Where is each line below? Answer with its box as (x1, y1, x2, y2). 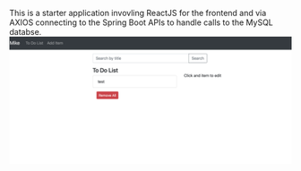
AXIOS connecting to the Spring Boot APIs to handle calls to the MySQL (9, 17, 273, 28)
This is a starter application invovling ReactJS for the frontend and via (9, 8, 267, 18)
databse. (9, 27, 42, 37)
